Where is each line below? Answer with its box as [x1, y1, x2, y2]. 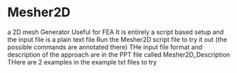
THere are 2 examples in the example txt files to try [7, 57, 158, 66]
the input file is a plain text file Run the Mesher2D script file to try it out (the [7, 35, 227, 43]
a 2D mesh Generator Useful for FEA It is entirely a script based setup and [7, 28, 224, 36]
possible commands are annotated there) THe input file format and [7, 43, 203, 51]
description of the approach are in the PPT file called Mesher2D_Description [7, 50, 231, 59]
